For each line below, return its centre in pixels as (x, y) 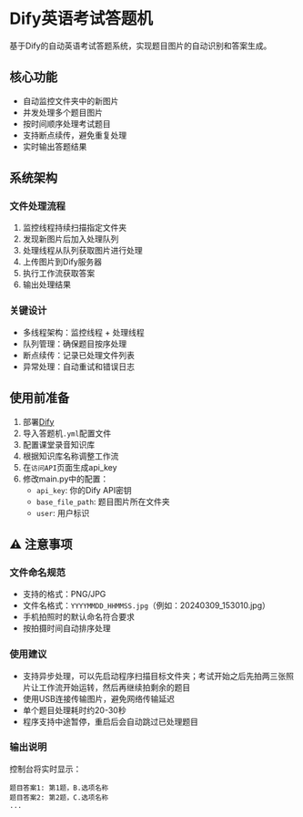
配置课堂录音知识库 (59, 444)
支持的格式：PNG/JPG (64, 595)
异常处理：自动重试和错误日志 (78, 367)
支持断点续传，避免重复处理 (75, 135)
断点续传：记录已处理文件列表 (78, 355)
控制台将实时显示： (45, 769)
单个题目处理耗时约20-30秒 (74, 710)
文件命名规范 (38, 573)
